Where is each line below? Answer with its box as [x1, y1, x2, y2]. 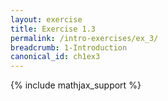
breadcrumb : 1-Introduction [10, 42, 128, 53]
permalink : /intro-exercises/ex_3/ [10, 33, 159, 43]
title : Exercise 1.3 [10, 24, 97, 34]
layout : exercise [10, 14, 83, 25]
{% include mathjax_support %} [10, 79, 142, 91]
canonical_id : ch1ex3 [10, 52, 101, 62]
